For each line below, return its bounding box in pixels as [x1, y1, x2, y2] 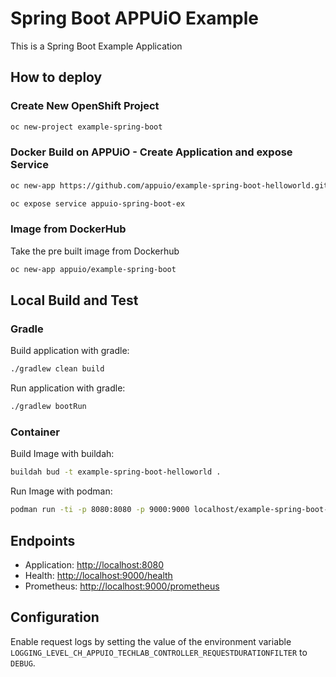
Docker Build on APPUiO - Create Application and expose [10, 145, 293, 159]
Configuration [10, 609, 100, 626]
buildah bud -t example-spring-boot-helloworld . [10, 467, 222, 477]
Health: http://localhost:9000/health [24, 570, 173, 582]
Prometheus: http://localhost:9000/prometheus [24, 580, 220, 592]
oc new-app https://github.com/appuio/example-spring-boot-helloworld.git [10, 180, 329, 191]
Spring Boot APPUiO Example [10, 7, 260, 30]
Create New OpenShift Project [10, 99, 160, 113]
